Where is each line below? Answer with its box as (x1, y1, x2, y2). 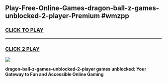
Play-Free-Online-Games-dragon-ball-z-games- (5, 4, 159, 12)
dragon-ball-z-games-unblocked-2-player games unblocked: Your (5, 66, 147, 72)
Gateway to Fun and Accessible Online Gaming (5, 71, 104, 77)
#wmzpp (101, 12, 129, 20)
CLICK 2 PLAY (5, 45, 40, 52)
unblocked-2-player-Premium (5, 12, 100, 20)
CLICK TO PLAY (5, 27, 44, 34)
